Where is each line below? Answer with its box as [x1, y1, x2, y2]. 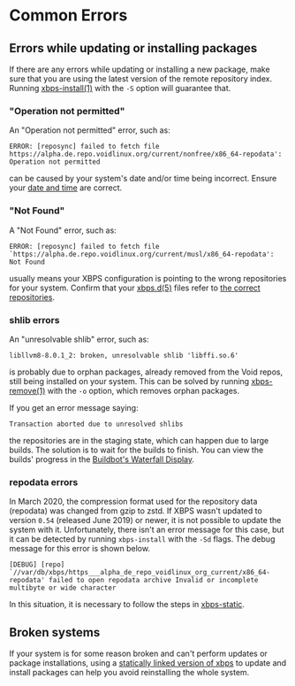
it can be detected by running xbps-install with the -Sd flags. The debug [9, 534, 276, 544]
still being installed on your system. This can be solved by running [9, 375, 250, 386]
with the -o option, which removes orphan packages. [47, 385, 240, 396]
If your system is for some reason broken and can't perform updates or [9, 648, 268, 659]
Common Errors [9, 5, 128, 26]
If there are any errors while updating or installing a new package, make [9, 64, 271, 74]
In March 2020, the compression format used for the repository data [9, 497, 258, 507]
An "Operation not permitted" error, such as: [9, 125, 170, 135]
